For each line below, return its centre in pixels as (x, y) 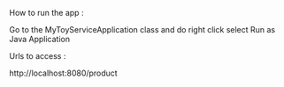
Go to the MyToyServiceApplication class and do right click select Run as (142, 29)
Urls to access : (38, 56)
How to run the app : (46, 13)
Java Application (40, 39)
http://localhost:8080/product (63, 73)
